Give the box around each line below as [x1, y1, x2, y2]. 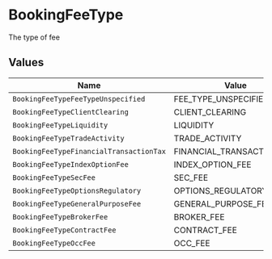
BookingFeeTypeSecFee [12, 173, 96, 182]
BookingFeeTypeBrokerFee [12, 212, 108, 221]
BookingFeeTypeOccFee [12, 238, 96, 248]
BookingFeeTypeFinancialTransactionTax [12, 147, 166, 156]
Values [8, 56, 45, 69]
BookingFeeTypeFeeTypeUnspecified [12, 94, 146, 103]
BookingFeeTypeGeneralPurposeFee [12, 199, 142, 208]
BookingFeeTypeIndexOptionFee [12, 160, 130, 169]
